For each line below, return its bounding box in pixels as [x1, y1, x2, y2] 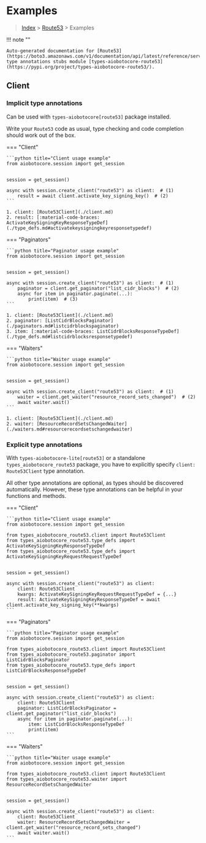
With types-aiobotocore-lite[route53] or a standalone [6, 454, 146, 461]
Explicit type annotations [6, 440, 83, 449]
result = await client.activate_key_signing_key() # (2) [17, 193, 169, 199]
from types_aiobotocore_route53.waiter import [6, 776, 128, 782]
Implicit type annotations [6, 99, 83, 107]
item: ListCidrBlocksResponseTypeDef [28, 721, 124, 728]
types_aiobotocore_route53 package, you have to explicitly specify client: [6, 460, 196, 468]
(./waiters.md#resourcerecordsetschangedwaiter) [6, 426, 133, 432]
